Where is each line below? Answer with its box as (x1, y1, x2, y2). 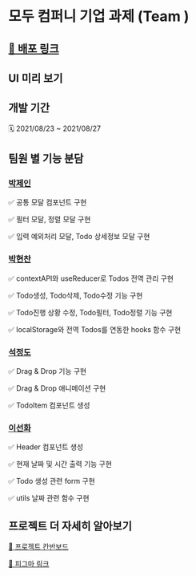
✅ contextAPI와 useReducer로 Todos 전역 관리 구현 (8, 274, 174, 283)
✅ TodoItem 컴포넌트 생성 (8, 400, 90, 410)
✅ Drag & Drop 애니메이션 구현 (8, 383, 106, 393)
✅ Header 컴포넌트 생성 (8, 442, 84, 452)
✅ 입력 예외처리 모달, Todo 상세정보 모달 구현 (8, 232, 150, 241)
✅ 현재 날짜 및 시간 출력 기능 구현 (8, 459, 112, 469)
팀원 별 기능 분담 (8, 152, 84, 165)
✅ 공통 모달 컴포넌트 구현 (8, 197, 87, 207)
